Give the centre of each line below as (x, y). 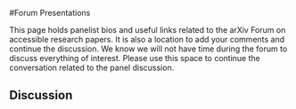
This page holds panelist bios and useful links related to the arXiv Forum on (148, 30)
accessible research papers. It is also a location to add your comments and (147, 39)
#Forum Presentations (50, 13)
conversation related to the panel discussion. (92, 67)
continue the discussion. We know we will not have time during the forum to (148, 49)
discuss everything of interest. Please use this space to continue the (135, 58)
